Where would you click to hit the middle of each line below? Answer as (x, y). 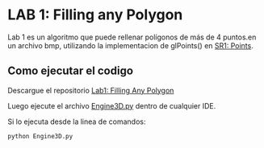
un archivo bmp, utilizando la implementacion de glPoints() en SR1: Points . (130, 45)
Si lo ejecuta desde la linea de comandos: (77, 121)
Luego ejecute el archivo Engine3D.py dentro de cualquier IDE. (112, 105)
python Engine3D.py (40, 136)
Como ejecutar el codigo (71, 71)
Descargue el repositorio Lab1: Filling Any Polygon (91, 90)
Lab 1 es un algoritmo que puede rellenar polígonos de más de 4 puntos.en (132, 37)
